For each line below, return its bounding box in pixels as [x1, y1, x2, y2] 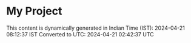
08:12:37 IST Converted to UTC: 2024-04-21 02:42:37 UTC [6, 30, 154, 38]
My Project [6, 4, 62, 18]
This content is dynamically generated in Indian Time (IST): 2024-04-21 [6, 24, 185, 31]
